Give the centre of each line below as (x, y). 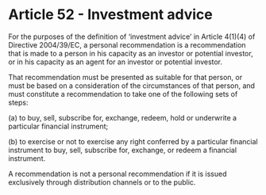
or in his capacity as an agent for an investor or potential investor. (116, 62)
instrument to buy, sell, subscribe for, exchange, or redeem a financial (122, 150)
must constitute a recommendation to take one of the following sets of (123, 94)
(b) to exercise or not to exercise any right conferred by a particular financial (133, 141)
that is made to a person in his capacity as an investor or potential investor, (131, 53)
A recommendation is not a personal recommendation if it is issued (118, 174)
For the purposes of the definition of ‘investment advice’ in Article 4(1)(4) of (132, 36)
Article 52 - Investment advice (110, 15)
